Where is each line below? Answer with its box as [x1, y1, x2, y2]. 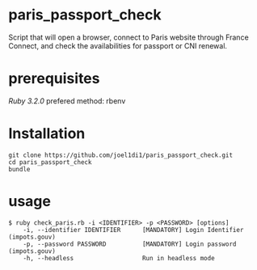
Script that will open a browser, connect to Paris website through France [8, 32, 249, 42]
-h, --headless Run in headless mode [23, 254, 216, 262]
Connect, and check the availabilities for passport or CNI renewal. [8, 40, 228, 50]
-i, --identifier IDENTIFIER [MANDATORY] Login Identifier [23, 226, 244, 234]
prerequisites [8, 70, 100, 88]
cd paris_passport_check [8, 158, 92, 167]
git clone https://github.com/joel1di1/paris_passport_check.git [8, 151, 233, 159]
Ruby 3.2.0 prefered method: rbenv [8, 95, 126, 106]
